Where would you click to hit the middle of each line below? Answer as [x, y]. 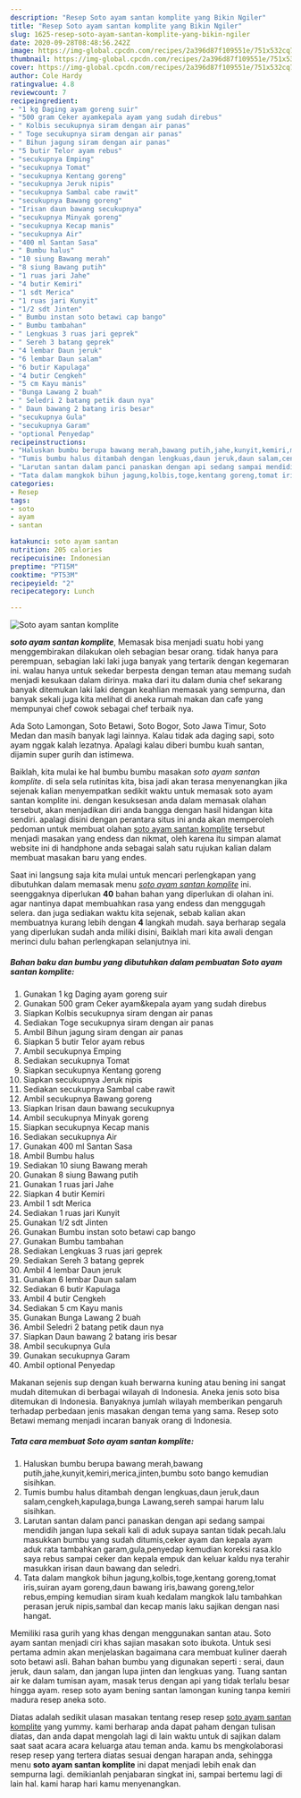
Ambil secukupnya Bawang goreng [88, 1099]
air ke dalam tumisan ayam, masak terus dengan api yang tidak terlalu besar [150, 1681]
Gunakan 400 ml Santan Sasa [78, 1146]
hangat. [37, 1616]
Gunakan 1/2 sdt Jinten [65, 1222]
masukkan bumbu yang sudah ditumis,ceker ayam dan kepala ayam [148, 1540]
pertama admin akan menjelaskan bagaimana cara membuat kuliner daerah [149, 1652]
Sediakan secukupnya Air [70, 1137]
